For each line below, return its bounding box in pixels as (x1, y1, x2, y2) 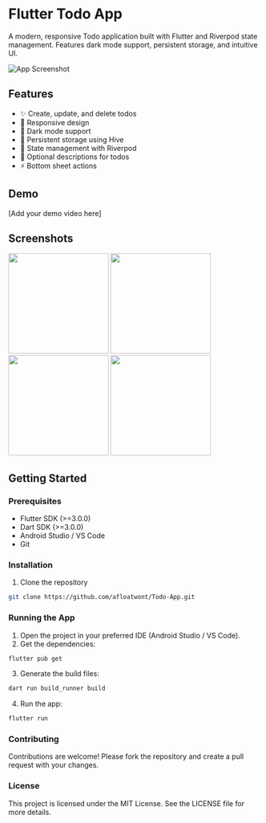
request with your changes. (8, 760, 99, 770)
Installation (8, 559, 54, 570)
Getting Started (8, 471, 87, 485)
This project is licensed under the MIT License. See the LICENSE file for (8, 798, 245, 808)
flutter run (8, 715, 48, 723)
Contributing (8, 734, 59, 745)
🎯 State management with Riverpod (19, 143, 138, 153)
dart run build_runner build (8, 684, 106, 693)
